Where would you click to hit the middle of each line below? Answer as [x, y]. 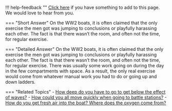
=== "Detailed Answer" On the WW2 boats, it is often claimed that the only [84, 49]
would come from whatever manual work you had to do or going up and [81, 76]
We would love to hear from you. [40, 13]
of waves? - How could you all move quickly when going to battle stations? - [86, 97]
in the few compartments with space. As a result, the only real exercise [80, 71]
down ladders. [21, 82]
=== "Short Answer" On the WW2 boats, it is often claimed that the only [81, 23]
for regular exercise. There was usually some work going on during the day [85, 66]
